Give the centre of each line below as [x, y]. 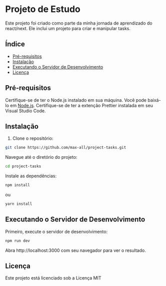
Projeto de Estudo [43, 9]
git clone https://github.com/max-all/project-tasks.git [66, 148]
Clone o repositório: [33, 138]
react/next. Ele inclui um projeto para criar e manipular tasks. [68, 28]
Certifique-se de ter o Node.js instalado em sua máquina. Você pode [76, 100]
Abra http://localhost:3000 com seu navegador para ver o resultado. [75, 250]
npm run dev [17, 241]
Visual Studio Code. [25, 111]
